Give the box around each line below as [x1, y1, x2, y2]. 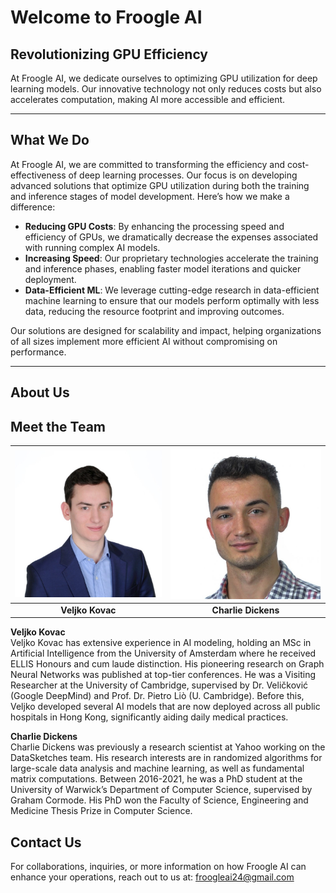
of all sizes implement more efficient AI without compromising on [10, 335, 278, 347]
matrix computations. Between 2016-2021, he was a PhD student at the [10, 773, 303, 785]
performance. [10, 346, 67, 358]
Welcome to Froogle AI [10, 6, 203, 29]
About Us [10, 384, 70, 401]
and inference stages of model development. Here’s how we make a [10, 190, 290, 202]
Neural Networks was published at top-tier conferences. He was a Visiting [10, 669, 316, 681]
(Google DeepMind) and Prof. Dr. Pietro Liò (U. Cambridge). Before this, [10, 690, 305, 702]
